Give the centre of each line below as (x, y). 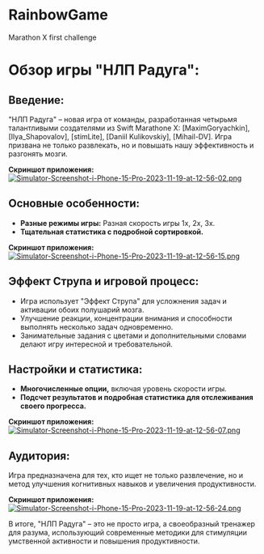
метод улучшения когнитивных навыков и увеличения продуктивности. (132, 484)
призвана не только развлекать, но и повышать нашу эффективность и (131, 145)
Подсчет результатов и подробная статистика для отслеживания (136, 398)
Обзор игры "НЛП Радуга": (104, 70)
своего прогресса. (53, 406)
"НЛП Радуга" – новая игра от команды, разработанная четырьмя (123, 119)
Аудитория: (39, 456)
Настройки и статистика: (75, 369)
